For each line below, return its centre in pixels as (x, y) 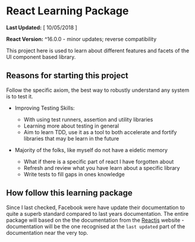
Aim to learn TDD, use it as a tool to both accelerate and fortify (100, 132)
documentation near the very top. (47, 232)
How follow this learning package (69, 193)
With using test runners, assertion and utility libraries (88, 119)
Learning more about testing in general (71, 126)
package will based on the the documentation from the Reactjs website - (95, 220)
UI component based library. (41, 57)
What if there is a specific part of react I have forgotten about (99, 162)
